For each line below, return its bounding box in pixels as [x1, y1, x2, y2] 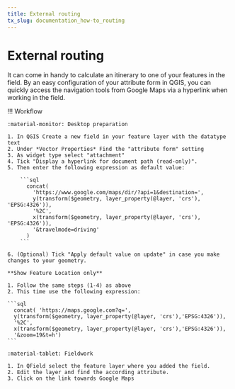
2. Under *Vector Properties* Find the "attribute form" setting [7, 146, 204, 153]
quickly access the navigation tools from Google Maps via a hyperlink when [7, 86, 228, 94]
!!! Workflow [7, 107, 42, 115]
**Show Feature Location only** [7, 270, 103, 277]
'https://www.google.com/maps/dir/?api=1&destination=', [33, 189, 204, 196]
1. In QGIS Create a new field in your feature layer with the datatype [7, 133, 227, 140]
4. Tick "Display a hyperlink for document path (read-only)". [7, 158, 198, 165]
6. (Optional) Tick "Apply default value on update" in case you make [7, 251, 220, 259]
